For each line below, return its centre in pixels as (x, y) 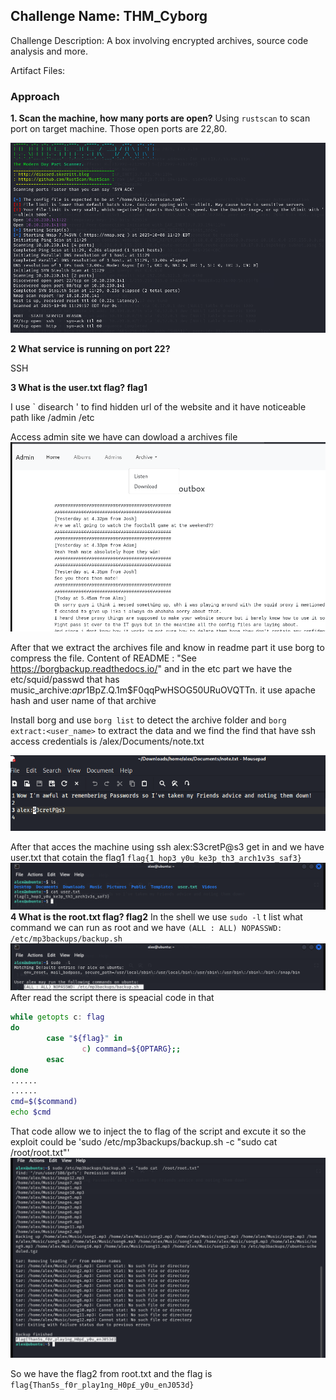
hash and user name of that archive (83, 701)
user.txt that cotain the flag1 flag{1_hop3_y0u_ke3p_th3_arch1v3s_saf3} (156, 857)
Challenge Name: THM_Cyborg (109, 16)
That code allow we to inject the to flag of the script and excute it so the (158, 1131)
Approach (35, 96)
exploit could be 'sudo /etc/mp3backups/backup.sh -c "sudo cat (144, 1142)
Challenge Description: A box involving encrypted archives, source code (159, 40)
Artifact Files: (38, 70)
